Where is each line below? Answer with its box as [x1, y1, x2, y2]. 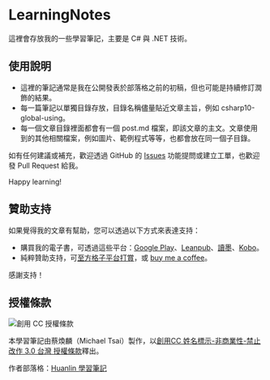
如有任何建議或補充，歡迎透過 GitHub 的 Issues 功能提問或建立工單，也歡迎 [8, 150, 260, 160]
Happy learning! [8, 177, 62, 186]
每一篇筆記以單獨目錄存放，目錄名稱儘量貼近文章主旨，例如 [19, 103, 220, 113]
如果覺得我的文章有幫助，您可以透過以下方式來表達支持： [8, 225, 200, 235]
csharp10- [221, 103, 255, 113]
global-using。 [19, 113, 71, 122]
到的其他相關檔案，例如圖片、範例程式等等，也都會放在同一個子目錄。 [19, 133, 255, 143]
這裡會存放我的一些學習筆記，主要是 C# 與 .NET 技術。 [8, 33, 192, 43]
